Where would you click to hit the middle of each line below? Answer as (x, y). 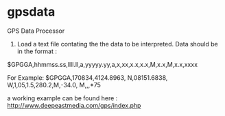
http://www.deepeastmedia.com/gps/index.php (74, 105)
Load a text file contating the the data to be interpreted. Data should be (117, 44)
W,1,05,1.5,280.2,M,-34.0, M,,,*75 (54, 85)
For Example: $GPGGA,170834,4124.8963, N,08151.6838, (87, 77)
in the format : (37, 51)
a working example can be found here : (62, 98)
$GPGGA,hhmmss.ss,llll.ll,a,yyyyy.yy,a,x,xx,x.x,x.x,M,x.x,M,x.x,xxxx (102, 64)
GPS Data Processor (36, 31)
